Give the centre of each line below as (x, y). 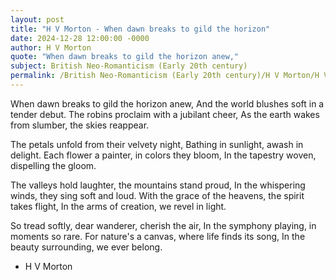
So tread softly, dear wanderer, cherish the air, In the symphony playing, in (163, 225)
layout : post (37, 19)
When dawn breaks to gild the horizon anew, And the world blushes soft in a (167, 103)
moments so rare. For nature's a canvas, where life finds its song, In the (158, 236)
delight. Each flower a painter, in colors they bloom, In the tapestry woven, (163, 155)
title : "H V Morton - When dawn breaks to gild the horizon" (140, 29)
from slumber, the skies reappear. (80, 125)
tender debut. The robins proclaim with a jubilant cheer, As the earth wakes (165, 114)
